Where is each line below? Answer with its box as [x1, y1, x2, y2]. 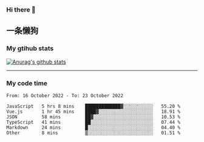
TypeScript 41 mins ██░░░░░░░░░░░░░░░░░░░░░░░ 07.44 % [6, 119, 181, 125]
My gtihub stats [6, 44, 54, 53]
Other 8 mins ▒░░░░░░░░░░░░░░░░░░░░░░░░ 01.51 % [6, 130, 181, 136]
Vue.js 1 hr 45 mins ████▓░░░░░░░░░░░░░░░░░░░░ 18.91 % [6, 109, 181, 115]
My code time [6, 79, 47, 87]
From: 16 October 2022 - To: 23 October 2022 [6, 92, 123, 99]
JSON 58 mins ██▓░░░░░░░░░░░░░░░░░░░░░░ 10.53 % [6, 113, 181, 120]
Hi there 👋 [6, 5, 36, 14]
